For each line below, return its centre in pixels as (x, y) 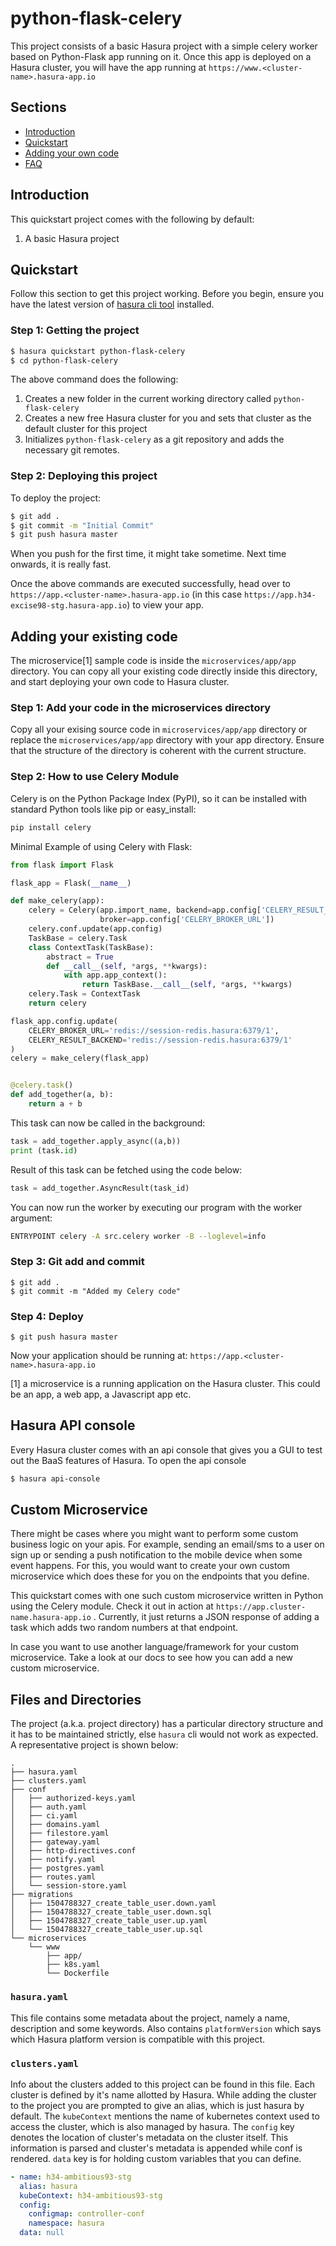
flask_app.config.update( (64, 1021)
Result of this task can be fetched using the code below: (126, 1169)
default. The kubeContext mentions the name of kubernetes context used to (165, 2116)
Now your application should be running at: (99, 1355)
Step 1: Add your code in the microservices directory (141, 708)
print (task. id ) (44, 1150)
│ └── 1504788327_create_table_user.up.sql (106, 1930)
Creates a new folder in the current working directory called (148, 399)
